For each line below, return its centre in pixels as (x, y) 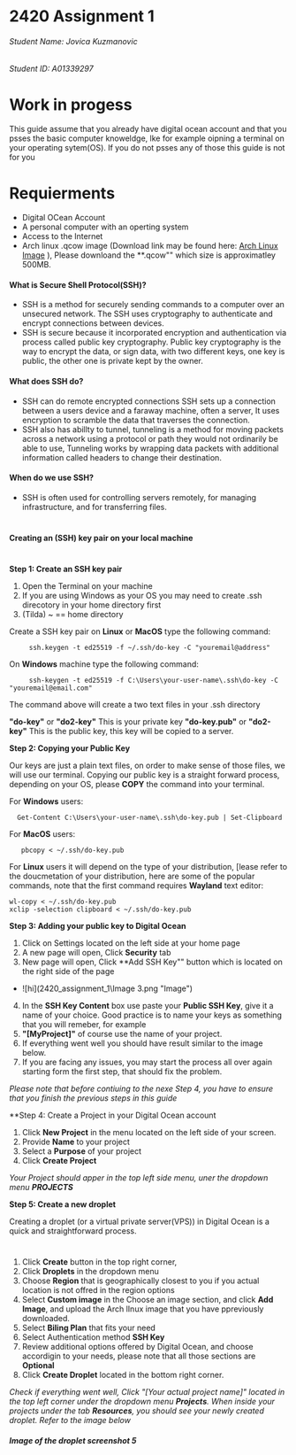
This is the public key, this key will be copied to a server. (131, 731)
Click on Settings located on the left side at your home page (131, 943)
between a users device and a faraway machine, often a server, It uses (151, 410)
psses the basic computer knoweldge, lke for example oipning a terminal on (147, 138)
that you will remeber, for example (84, 1025)
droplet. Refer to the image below (70, 1420)
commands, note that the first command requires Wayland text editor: (137, 886)
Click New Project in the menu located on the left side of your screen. (149, 1133)
